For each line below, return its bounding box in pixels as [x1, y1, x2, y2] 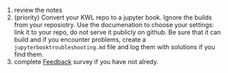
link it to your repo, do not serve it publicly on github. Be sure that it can [13, 28, 221, 36]
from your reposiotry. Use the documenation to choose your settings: [13, 21, 215, 29]
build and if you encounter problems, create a [13, 35, 146, 44]
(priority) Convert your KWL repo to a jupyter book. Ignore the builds [13, 13, 213, 22]
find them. [13, 50, 44, 58]
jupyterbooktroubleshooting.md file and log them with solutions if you [13, 43, 215, 51]
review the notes [13, 6, 62, 14]
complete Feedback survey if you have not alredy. [13, 58, 159, 65]
